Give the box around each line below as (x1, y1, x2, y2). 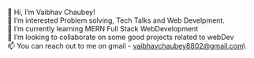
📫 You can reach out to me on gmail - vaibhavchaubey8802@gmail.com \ (7, 42, 246, 50)
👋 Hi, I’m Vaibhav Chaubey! (7, 8, 95, 16)
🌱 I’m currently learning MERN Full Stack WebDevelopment (7, 24, 199, 33)
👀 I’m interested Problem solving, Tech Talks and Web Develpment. (7, 16, 226, 25)
